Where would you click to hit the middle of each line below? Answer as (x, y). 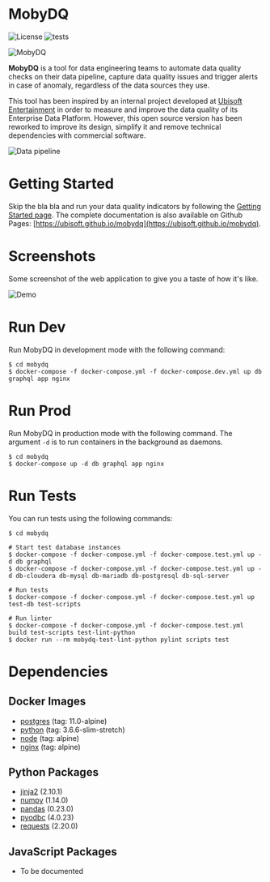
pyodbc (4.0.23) (47, 818)
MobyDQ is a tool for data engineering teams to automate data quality (125, 68)
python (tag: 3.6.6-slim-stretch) (72, 730)
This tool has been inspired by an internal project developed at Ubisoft (125, 101)
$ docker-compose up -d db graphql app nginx (86, 464)
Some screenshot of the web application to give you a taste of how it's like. (133, 278)
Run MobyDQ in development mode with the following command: (117, 349)
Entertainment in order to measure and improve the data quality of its (123, 109)
